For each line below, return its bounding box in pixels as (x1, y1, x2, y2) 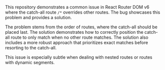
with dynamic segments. (5, 60, 55, 65)
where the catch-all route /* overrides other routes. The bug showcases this (5, 9, 161, 15)
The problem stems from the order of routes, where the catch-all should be (5, 24, 158, 30)
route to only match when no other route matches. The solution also (10, 34, 149, 40)
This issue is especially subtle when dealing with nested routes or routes (5, 54, 153, 60)
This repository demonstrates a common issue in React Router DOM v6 (5, 4, 149, 10)
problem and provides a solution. (5, 15, 72, 20)
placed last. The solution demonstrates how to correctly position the (5, 29, 144, 35)
